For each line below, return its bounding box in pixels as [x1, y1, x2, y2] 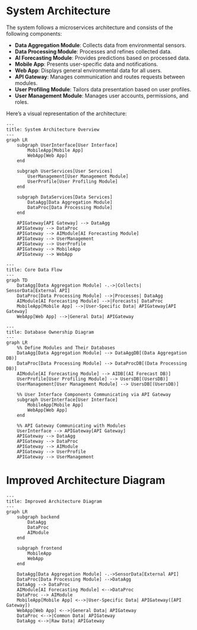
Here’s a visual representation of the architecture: [6, 110, 127, 117]
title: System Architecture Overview [6, 126, 100, 132]
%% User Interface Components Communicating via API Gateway [17, 391, 171, 397]
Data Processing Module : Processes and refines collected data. [14, 48, 172, 55]
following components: [6, 30, 62, 37]
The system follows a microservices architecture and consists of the [6, 24, 173, 31]
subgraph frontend [17, 545, 62, 551]
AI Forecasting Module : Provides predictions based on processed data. [14, 54, 190, 61]
